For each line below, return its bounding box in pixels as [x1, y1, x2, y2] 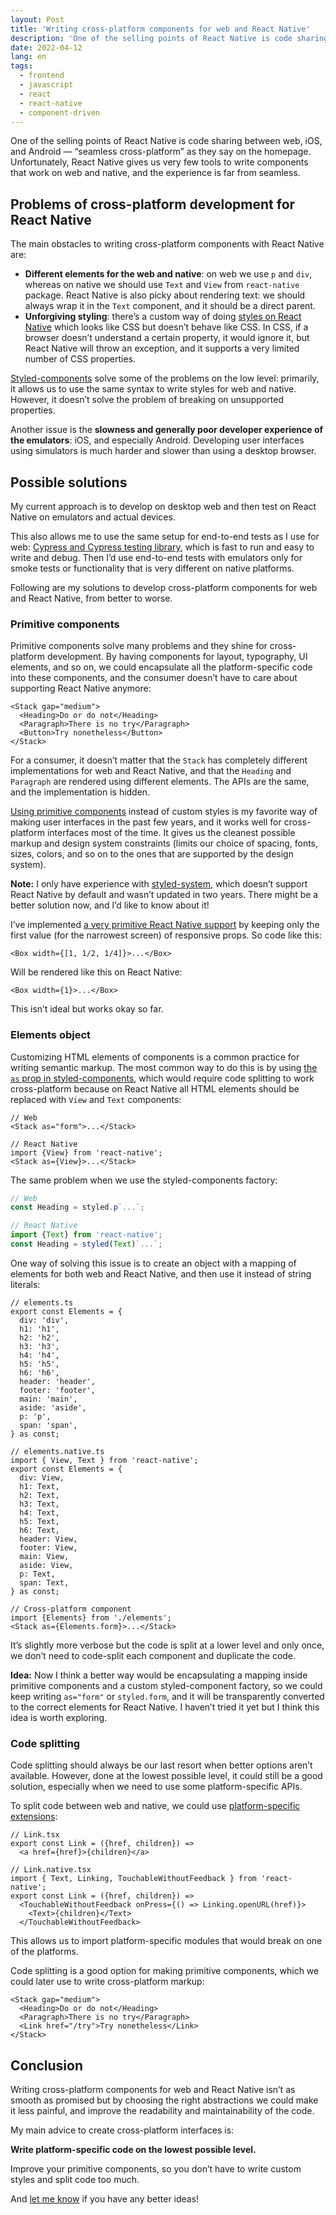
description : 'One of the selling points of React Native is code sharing [10, 33, 329, 43]
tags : [10, 61, 33, 71]
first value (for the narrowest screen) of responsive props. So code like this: [10, 929, 322, 941]
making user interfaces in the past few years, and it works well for [10, 816, 282, 828]
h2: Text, [19, 1490, 60, 1500]
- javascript [19, 80, 74, 90]
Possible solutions [10, 474, 128, 491]
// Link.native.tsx [10, 1865, 92, 1875]
